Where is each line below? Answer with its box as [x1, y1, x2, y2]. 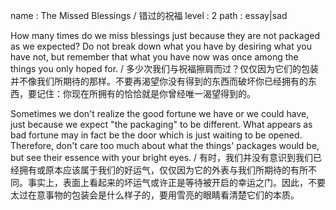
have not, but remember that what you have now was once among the [10, 51, 299, 63]
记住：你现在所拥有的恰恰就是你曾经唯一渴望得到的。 [36, 88, 256, 99]
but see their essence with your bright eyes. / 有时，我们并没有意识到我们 [10, 152, 313, 163]
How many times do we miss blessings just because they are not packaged [10, 30, 320, 41]
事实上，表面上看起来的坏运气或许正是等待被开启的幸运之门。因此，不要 [27, 177, 326, 188]
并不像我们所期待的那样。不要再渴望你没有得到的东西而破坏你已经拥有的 [10, 75, 308, 87]
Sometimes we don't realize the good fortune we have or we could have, [10, 108, 310, 119]
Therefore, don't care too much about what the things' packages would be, [10, 140, 320, 151]
